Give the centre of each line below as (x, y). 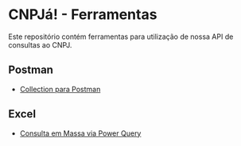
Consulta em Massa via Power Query (80, 133)
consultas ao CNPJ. (40, 44)
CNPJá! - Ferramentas (83, 15)
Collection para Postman (60, 89)
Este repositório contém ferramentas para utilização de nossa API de (121, 36)
